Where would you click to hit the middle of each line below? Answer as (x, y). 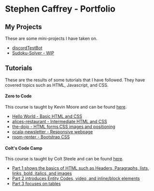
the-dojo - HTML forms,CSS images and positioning (63, 127)
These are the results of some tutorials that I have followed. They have (75, 80)
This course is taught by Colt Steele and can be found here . (64, 159)
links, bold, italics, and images (42, 174)
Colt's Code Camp (24, 148)
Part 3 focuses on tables (36, 184)
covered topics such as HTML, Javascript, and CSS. (57, 85)
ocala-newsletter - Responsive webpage (52, 132)
